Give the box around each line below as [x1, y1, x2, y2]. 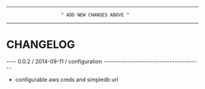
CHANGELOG [6, 38, 75, 51]
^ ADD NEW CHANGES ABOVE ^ [60, 12, 130, 18]
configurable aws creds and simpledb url [15, 76, 118, 83]
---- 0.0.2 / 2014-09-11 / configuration [6, 58, 103, 65]
